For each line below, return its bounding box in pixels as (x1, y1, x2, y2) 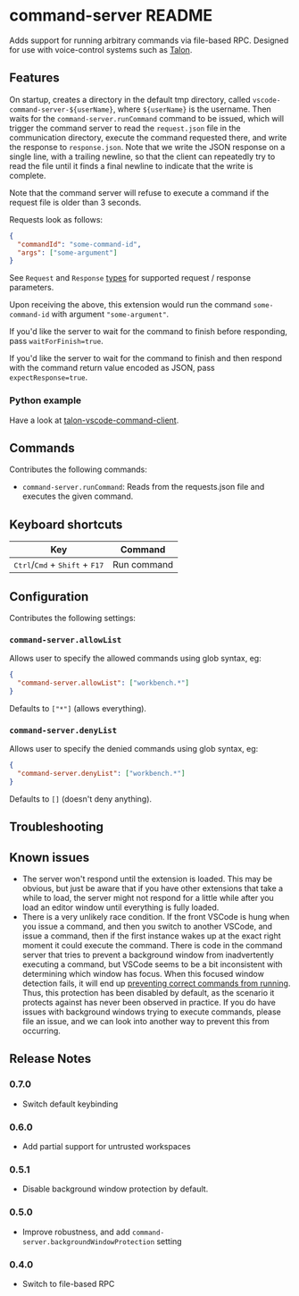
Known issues (9, 850, 90, 865)
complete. (9, 170, 46, 181)
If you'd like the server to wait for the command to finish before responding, (9, 326, 288, 337)
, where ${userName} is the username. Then (112, 104, 272, 114)
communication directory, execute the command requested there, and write (9, 131, 287, 143)
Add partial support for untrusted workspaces (21, 1141, 191, 1152)
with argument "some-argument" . (51, 309, 170, 320)
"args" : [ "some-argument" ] (17, 248, 118, 257)
